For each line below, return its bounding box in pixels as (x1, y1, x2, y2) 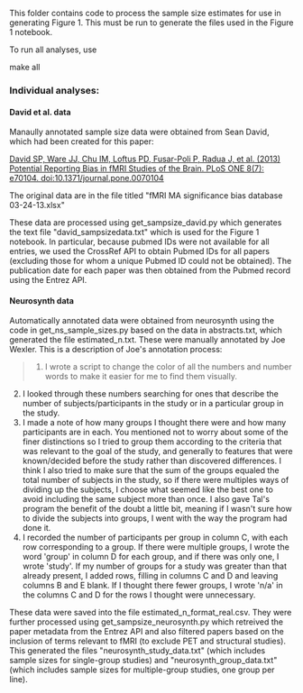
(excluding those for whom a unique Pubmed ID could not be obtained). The (9, 256, 292, 267)
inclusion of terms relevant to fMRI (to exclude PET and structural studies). (9, 635, 287, 647)
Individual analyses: (9, 84, 100, 96)
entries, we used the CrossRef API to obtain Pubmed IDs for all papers (9, 246, 271, 257)
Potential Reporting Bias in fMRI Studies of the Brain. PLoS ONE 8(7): (9, 163, 264, 174)
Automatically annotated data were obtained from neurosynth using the (9, 315, 275, 326)
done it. (22, 523, 51, 533)
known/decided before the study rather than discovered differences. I (22, 455, 282, 467)
